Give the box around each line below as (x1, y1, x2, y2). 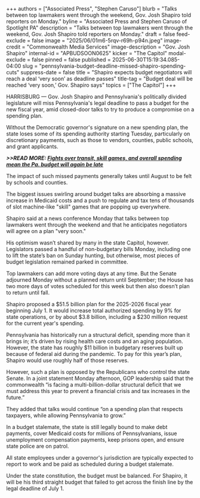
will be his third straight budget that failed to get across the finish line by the (6, 479, 193, 485)
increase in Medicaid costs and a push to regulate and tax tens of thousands (6, 197, 195, 204)
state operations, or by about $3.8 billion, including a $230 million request (6, 313, 188, 320)
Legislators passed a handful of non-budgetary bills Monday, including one (6, 246, 191, 252)
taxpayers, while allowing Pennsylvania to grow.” (6, 412, 126, 419)
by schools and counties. (6, 179, 68, 186)
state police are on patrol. (6, 443, 69, 449)
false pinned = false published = (32, 56, 112, 63)
